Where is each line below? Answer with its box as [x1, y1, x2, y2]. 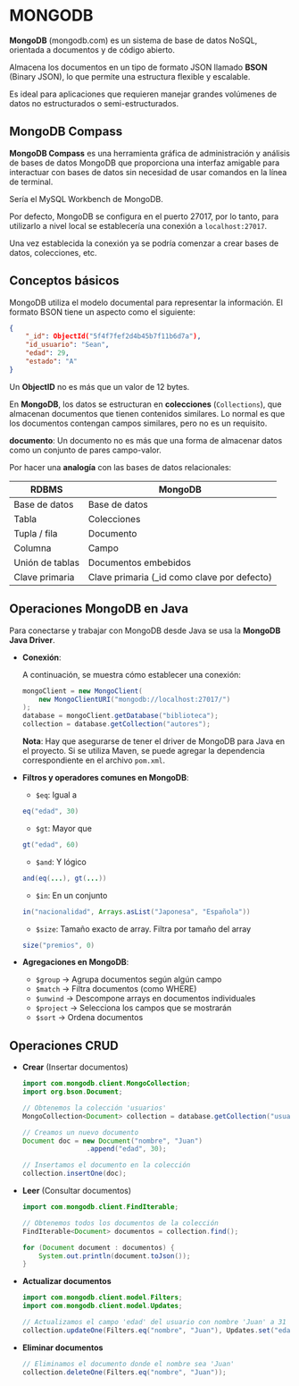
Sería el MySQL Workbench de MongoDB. [9, 193, 163, 204]
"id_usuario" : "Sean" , [25, 341, 110, 350]
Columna [13, 542, 52, 554]
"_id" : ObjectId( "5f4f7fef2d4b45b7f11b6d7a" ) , [25, 332, 202, 341]
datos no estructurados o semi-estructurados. [9, 97, 179, 108]
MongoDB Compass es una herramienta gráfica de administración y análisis [9, 148, 290, 158]
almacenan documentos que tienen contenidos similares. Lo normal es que [9, 408, 286, 418]
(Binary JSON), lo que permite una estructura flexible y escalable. [9, 71, 251, 81]
